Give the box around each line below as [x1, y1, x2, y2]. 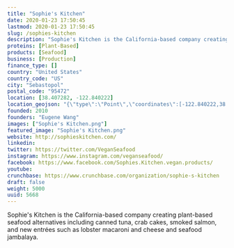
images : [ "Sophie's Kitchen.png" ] [7, 120, 108, 127]
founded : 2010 [7, 107, 49, 114]
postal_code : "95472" [7, 88, 70, 95]
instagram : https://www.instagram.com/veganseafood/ [7, 153, 164, 160]
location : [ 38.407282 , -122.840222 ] [7, 95, 114, 102]
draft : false [7, 178, 45, 185]
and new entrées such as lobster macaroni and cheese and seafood [7, 226, 202, 234]
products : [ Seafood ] [7, 49, 68, 56]
